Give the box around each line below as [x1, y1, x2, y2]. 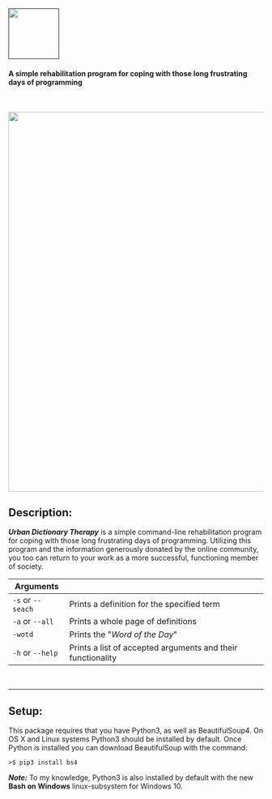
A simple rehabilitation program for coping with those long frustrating [8, 68, 248, 78]
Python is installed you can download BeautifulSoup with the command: [8, 743, 249, 753]
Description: [8, 506, 73, 519]
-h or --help [12, 647, 58, 659]
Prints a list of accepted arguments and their [69, 642, 238, 653]
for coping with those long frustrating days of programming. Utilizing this [8, 536, 252, 545]
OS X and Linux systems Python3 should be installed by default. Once [8, 734, 242, 744]
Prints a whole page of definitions [69, 616, 197, 627]
